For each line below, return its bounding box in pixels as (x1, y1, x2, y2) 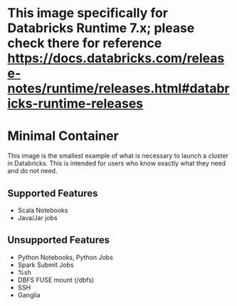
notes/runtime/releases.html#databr (7, 80, 230, 97)
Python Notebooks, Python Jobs (17, 253, 114, 261)
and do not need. (7, 167, 58, 175)
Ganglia (17, 290, 41, 299)
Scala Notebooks (17, 206, 68, 214)
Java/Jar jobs (17, 213, 58, 222)
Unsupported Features (7, 234, 110, 246)
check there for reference (7, 35, 162, 51)
